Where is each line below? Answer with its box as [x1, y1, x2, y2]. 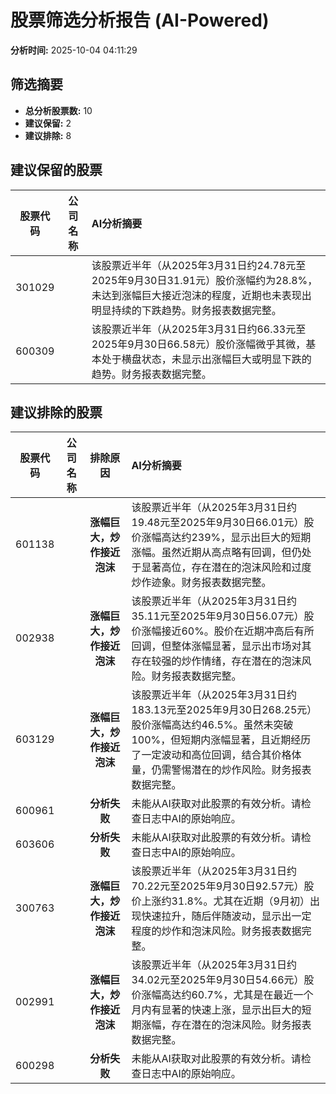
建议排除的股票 [10, 404, 103, 421]
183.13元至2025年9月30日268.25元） [131, 703, 318, 717]
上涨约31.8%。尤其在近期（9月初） [141, 894, 310, 908]
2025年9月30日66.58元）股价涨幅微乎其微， [91, 337, 307, 351]
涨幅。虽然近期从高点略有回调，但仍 [131, 546, 302, 560]
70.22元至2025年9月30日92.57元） [131, 879, 305, 893]
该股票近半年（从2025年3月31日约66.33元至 [91, 322, 307, 336]
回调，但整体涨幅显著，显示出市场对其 [131, 639, 312, 653]
